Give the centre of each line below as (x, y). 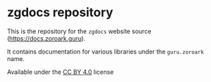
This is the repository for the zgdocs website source (79, 31)
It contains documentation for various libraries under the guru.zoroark (105, 52)
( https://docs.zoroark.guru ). (46, 38)
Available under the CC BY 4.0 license (60, 72)
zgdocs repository (60, 13)
